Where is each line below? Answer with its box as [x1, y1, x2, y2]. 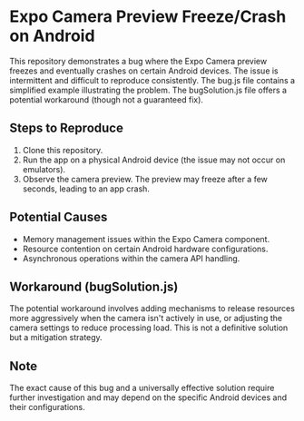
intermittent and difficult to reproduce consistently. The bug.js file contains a [9, 74, 296, 85]
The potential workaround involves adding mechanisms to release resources [9, 303, 295, 314]
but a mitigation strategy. [9, 332, 103, 343]
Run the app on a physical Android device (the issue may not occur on [22, 154, 286, 165]
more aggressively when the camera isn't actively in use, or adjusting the [9, 313, 283, 324]
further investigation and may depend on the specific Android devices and [9, 392, 288, 403]
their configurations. [9, 402, 85, 413]
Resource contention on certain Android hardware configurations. [22, 243, 269, 254]
